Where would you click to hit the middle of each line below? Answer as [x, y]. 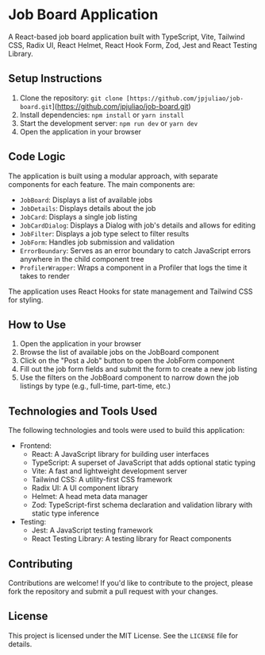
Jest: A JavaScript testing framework [92, 530]
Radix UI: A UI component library [85, 488]
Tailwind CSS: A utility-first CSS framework [102, 480]
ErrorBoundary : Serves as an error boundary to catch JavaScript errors [135, 250]
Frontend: [35, 446]
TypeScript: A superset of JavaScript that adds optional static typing [143, 462]
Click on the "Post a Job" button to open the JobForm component [127, 361]
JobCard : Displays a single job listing [78, 216]
